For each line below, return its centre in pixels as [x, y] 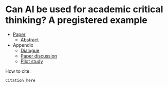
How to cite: [18, 71]
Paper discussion [39, 56]
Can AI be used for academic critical [84, 9]
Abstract [30, 40]
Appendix [23, 45]
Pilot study [32, 61]
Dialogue [30, 50]
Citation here [21, 80]
